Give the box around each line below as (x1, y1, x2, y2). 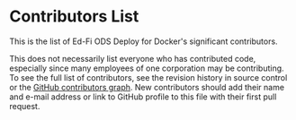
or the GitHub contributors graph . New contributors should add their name (9, 81, 285, 92)
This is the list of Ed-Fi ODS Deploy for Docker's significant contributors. (9, 36, 278, 47)
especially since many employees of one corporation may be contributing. (9, 63, 285, 73)
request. (9, 100, 40, 111)
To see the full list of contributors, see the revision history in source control (9, 72, 288, 82)
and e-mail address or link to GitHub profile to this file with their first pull (9, 91, 277, 102)
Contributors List (9, 6, 139, 27)
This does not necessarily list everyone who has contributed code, (9, 53, 256, 64)
